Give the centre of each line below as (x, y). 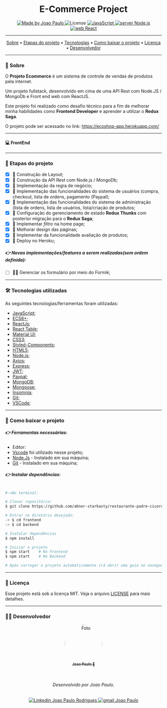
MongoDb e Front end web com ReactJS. (47, 97)
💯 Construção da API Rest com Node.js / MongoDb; (65, 180)
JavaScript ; (24, 313)
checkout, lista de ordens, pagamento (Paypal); (61, 197)
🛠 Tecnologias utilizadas (36, 291)
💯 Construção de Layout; (38, 174)
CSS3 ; (19, 339)
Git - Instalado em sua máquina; (45, 463)
